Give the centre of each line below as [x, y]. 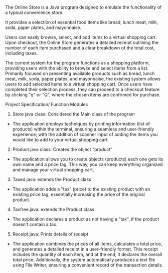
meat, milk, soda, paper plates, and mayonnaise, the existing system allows [83, 79]
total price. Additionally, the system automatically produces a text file [84, 260]
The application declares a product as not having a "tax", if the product [86, 219]
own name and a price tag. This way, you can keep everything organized [88, 164]
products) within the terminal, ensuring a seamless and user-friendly [83, 129]
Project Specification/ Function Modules [47, 104]
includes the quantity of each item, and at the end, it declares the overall [87, 254]
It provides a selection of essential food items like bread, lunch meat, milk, [82, 22]
